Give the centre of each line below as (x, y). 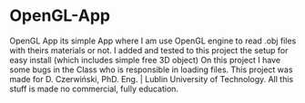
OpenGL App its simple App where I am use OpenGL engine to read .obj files (153, 41)
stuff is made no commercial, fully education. (94, 89)
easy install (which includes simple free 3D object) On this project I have (145, 60)
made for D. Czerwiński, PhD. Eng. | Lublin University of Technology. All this (152, 79)
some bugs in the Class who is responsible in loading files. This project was (151, 70)
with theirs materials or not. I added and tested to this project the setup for (149, 50)
